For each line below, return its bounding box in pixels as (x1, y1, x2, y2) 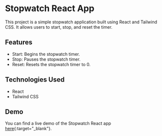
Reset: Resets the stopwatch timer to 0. (12, 61, 91, 67)
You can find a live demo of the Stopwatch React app (5, 120, 112, 126)
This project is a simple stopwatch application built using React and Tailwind (5, 19, 158, 25)
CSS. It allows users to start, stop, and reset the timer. (5, 24, 113, 30)
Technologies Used (5, 76, 65, 84)
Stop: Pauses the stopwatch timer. (12, 56, 81, 62)
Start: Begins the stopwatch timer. (12, 51, 80, 57)
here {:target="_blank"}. (5, 126, 52, 132)
